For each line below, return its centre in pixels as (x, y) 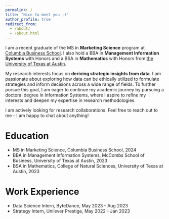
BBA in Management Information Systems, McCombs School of (79, 155)
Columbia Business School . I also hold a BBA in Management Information (82, 53)
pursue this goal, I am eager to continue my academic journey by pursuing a (85, 90)
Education (27, 136)
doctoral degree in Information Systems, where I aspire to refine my (76, 95)
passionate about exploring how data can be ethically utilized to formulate (82, 79)
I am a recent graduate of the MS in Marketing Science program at (75, 48)
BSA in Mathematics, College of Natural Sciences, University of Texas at (88, 166)
